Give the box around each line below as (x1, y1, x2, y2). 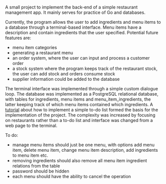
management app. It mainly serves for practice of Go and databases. (5, 9, 146, 15)
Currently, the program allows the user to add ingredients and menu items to (5, 19, 161, 25)
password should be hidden (12, 168, 69, 174)
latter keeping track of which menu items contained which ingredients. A (5, 102, 153, 107)
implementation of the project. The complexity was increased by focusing (5, 112, 156, 118)
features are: (5, 35, 31, 41)
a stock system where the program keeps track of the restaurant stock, (12, 65, 158, 71)
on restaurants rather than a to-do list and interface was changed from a (5, 118, 153, 123)
